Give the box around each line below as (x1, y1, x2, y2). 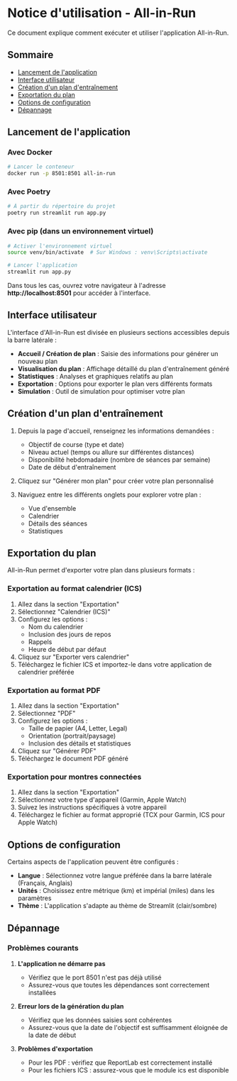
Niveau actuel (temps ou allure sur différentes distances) (28, 448, 194, 456)
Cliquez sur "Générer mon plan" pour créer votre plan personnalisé (17, 477, 214, 485)
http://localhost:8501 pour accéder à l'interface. (7, 289, 151, 297)
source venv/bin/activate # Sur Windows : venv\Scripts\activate (7, 249, 208, 256)
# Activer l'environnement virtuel (7, 243, 113, 250)
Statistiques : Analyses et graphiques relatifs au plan (17, 372, 174, 380)
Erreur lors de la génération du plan (17, 1002, 124, 1010)
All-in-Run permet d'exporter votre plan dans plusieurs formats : (7, 566, 195, 575)
